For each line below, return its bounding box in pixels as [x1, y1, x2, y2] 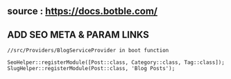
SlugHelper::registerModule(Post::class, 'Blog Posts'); [7, 65, 176, 72]
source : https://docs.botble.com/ [7, 5, 158, 17]
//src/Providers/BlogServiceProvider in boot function [7, 47, 169, 54]
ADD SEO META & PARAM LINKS [7, 29, 149, 41]
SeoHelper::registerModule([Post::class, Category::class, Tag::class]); [7, 59, 225, 66]
